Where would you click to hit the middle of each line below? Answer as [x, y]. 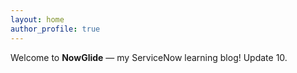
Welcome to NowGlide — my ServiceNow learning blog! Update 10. [149, 57]
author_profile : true [55, 29]
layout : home [37, 19]
